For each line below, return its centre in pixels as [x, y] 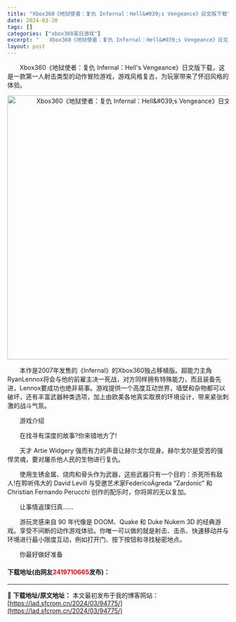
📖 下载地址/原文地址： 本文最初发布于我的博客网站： [83, 595]
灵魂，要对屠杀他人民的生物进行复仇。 [68, 459]
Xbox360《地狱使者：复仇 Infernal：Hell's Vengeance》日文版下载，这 [122, 67]
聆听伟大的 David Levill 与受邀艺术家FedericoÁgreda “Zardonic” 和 [117, 483]
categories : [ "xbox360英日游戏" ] [54, 33]
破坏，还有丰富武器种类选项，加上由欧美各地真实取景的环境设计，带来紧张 [115, 397]
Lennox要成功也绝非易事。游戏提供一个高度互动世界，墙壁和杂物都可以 [123, 388]
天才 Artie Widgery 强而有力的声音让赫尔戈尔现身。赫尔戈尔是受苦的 [118, 450]
